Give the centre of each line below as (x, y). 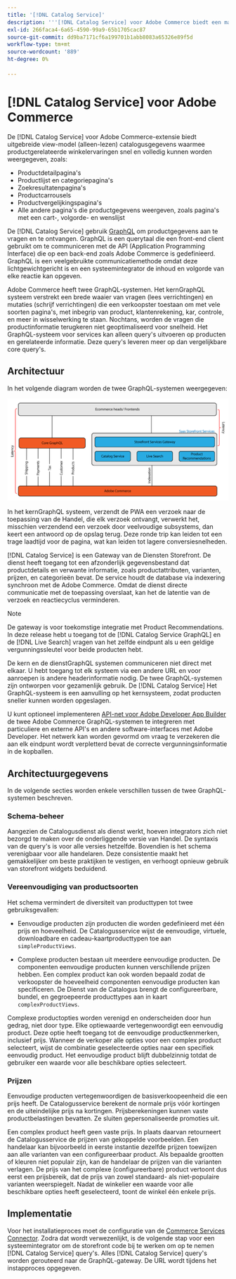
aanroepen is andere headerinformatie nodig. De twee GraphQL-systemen (115, 678)
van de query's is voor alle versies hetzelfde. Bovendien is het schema (109, 846)
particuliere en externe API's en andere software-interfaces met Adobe (110, 729)
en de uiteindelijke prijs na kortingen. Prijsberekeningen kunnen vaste (108, 1110)
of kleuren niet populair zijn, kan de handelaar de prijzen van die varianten (114, 1162)
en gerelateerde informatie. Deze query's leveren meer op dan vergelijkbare (117, 341)
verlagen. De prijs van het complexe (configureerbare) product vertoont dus (117, 1169)
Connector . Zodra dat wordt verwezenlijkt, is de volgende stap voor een (111, 1238)
